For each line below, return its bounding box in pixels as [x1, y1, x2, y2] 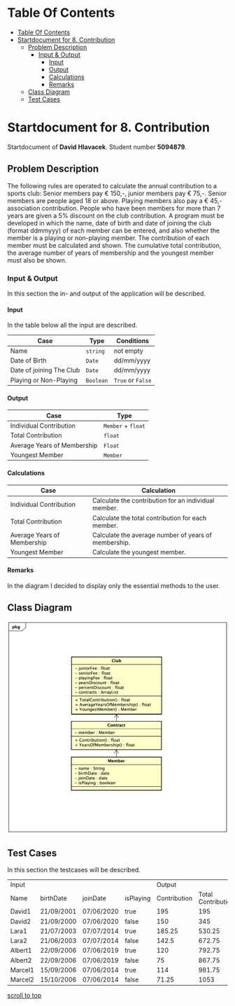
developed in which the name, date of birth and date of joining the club [7, 218, 212, 227]
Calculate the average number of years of [92, 531, 212, 539]
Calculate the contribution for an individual [92, 496, 215, 505]
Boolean [85, 377, 108, 384]
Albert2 [10, 956, 32, 964]
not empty [113, 347, 143, 355]
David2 [10, 917, 31, 925]
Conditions [116, 336, 149, 344]
